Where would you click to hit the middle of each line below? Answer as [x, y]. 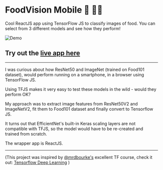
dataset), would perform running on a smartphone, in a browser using [75, 74]
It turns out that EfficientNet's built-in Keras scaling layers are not [70, 123]
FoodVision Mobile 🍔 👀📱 [54, 10]
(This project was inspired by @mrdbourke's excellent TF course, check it [79, 157]
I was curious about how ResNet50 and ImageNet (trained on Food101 [75, 69]
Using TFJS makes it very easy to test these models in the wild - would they [81, 89]
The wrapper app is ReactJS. [34, 143]
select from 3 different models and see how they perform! [63, 28]
